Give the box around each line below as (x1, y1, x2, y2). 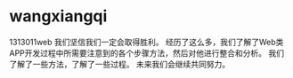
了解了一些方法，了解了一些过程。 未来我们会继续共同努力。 (9, 58, 230, 69)
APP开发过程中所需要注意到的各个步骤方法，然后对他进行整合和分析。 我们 (9, 47, 285, 58)
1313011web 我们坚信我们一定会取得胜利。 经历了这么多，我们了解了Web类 (9, 36, 284, 47)
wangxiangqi (9, 6, 108, 27)
